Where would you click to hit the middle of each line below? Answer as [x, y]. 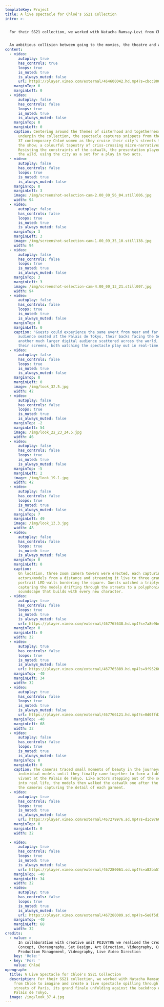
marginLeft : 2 [28, 473]
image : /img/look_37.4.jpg [37, 997]
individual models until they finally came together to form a [84, 774]
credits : [14, 933]
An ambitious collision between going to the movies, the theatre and [83, 45]
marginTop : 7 [27, 514]
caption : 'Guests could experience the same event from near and [82, 332]
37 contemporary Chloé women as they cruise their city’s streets [87, 141]
